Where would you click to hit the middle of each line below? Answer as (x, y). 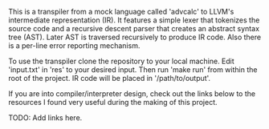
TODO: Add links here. (45, 118)
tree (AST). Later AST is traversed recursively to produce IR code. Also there (135, 37)
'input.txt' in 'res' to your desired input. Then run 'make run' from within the (133, 70)
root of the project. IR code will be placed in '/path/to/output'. (110, 78)
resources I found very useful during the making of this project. (113, 102)
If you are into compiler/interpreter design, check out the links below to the (132, 94)
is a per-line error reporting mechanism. (74, 46)
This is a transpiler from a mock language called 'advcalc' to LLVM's (121, 12)
